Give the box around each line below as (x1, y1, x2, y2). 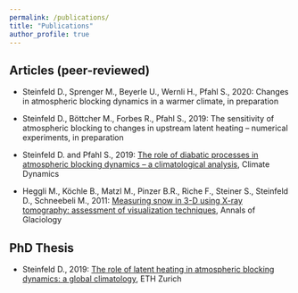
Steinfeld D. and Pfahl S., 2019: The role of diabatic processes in (21, 149, 259, 161)
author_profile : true (9, 29, 90, 38)
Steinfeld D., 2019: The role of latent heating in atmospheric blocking (21, 264, 275, 274)
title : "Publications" (9, 21, 94, 30)
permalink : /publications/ (9, 13, 110, 22)
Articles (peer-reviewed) (9, 63, 150, 78)
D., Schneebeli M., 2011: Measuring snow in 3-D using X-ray (21, 196, 244, 206)
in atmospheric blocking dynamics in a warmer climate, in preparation (21, 96, 279, 107)
